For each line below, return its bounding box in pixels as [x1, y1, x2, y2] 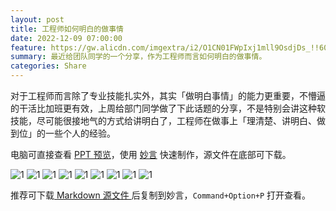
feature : [10, 42, 47, 53]
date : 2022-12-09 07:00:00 [10, 33, 123, 43]
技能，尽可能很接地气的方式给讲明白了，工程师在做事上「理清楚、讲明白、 [10, 115, 317, 126]
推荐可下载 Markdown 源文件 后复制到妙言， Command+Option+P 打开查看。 [10, 189, 312, 201]
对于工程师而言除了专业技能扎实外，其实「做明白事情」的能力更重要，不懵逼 [10, 90, 326, 101]
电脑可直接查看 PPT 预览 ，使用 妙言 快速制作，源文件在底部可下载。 [10, 149, 292, 160]
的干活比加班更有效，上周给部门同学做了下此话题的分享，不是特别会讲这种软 [10, 102, 326, 114]
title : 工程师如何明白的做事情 [10, 24, 124, 34]
